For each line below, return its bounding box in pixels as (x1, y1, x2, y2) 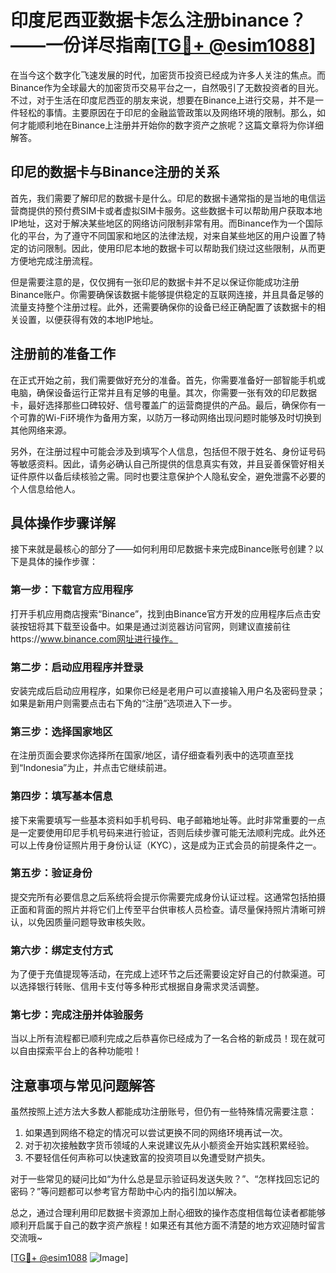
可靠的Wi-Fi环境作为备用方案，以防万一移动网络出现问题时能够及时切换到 (18, 411, 322, 423)
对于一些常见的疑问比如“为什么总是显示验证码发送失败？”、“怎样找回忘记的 (10, 1173, 320, 1185)
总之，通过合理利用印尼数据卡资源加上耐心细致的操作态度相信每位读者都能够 (10, 1207, 326, 1219)
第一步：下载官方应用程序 (10, 583, 134, 597)
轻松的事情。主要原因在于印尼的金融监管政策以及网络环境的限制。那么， (18, 106, 317, 118)
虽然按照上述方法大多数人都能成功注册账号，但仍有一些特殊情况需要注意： (10, 1106, 317, 1118)
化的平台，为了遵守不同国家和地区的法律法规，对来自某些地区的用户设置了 (10, 229, 317, 241)
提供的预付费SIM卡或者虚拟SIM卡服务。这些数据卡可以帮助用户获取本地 (27, 204, 323, 216)
